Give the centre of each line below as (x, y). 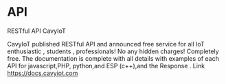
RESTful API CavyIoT (37, 31)
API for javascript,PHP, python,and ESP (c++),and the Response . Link (106, 66)
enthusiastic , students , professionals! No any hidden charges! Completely (113, 51)
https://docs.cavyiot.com (43, 73)
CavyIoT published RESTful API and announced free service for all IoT (106, 44)
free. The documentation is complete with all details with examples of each (113, 58)
